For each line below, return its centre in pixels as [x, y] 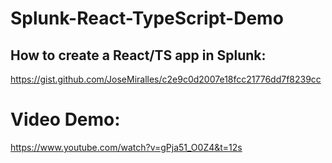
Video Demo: [65, 119]
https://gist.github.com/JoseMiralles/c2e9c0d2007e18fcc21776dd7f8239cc [166, 79]
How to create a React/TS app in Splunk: [138, 55]
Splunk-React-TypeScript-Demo [147, 18]
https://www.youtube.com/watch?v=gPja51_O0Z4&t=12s [126, 147]
